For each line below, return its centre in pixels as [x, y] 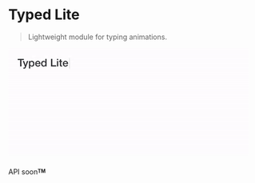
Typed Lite [44, 15]
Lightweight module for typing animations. [98, 37]
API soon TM [27, 171]
